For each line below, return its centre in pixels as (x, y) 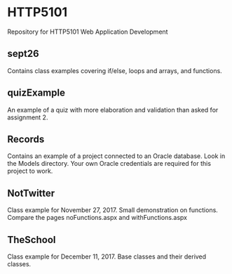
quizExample (36, 93)
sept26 (23, 54)
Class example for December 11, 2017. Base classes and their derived (107, 256)
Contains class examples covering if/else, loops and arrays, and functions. (115, 70)
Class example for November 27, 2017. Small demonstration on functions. (113, 210)
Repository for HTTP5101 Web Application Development (88, 32)
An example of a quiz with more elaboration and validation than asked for (113, 110)
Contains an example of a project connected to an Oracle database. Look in (116, 156)
